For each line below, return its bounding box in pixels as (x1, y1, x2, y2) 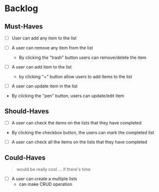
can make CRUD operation (18, 181, 72, 187)
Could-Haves (4, 154, 46, 162)
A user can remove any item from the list (11, 45, 93, 51)
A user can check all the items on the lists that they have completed (11, 139, 147, 145)
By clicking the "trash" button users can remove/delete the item (18, 54, 147, 61)
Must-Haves (4, 22, 43, 31)
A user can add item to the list (11, 64, 72, 70)
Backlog (4, 3, 38, 14)
